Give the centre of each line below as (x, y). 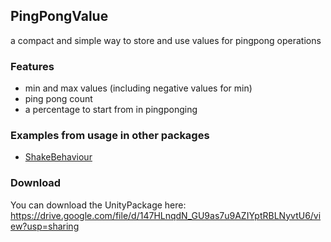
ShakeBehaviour (58, 157)
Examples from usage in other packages (110, 136)
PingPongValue (59, 16)
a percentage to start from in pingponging (111, 110)
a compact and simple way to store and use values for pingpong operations (166, 40)
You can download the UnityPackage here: (98, 205)
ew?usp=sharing (45, 226)
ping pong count (58, 99)
